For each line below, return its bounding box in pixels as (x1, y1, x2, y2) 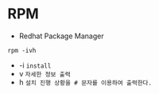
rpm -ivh (7, 46, 37, 54)
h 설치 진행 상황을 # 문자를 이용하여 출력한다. (18, 77, 153, 87)
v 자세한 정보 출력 (18, 69, 71, 78)
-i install (18, 61, 52, 70)
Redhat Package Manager (18, 31, 104, 41)
